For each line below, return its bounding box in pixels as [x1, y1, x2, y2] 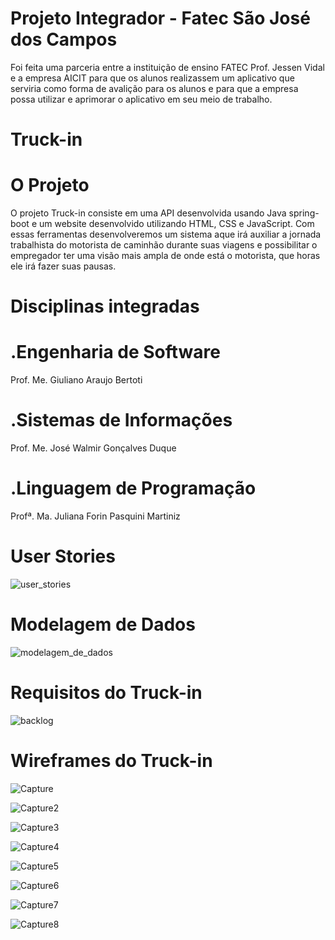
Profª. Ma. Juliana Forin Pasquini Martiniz [10, 510, 181, 522]
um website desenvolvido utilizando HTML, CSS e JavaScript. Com [38, 218, 315, 230]
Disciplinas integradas [10, 295, 200, 318]
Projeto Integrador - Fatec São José [10, 7, 311, 30]
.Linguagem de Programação [10, 477, 257, 500]
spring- [288, 207, 320, 219]
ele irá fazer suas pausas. [10, 260, 117, 272]
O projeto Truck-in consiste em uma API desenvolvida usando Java [10, 207, 287, 219]
